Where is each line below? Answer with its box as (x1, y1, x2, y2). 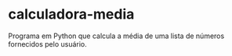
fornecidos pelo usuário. (8, 39, 88, 48)
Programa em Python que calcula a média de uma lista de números (8, 31, 225, 40)
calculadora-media (8, 5, 135, 23)
